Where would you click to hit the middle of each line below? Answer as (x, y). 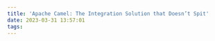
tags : (15, 26)
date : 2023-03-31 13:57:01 (46, 20)
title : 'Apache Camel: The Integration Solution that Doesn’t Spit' (108, 14)
